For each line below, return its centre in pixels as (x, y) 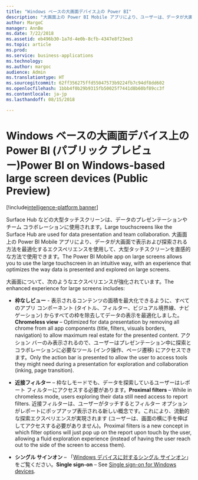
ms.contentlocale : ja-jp (37, 94)
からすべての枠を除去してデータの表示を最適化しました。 (113, 315)
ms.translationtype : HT (35, 77)
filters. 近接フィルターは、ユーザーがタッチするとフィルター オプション (101, 403)
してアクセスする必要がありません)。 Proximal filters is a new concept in (101, 426)
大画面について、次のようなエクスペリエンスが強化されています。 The (90, 281)
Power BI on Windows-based (93, 165)
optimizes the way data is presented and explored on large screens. (88, 269)
